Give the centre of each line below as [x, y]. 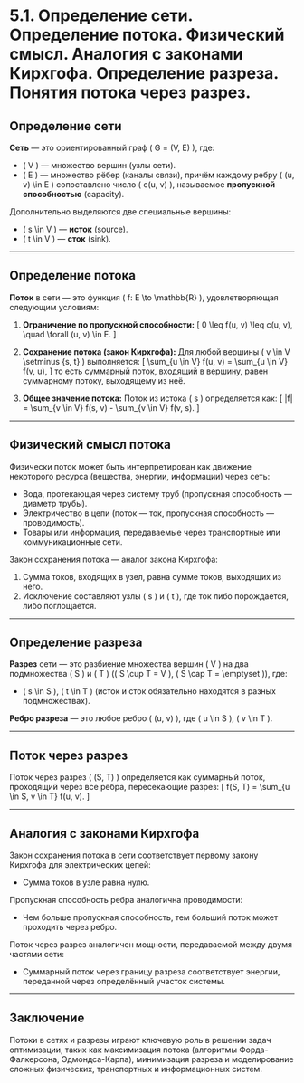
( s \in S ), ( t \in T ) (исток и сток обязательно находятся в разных [149, 691]
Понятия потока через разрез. [130, 93]
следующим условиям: [54, 307]
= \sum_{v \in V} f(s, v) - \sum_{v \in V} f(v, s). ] [111, 407]
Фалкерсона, [35, 1059]
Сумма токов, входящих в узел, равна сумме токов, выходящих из [152, 576]
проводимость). [53, 522]
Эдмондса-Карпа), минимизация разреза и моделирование [177, 1059]
